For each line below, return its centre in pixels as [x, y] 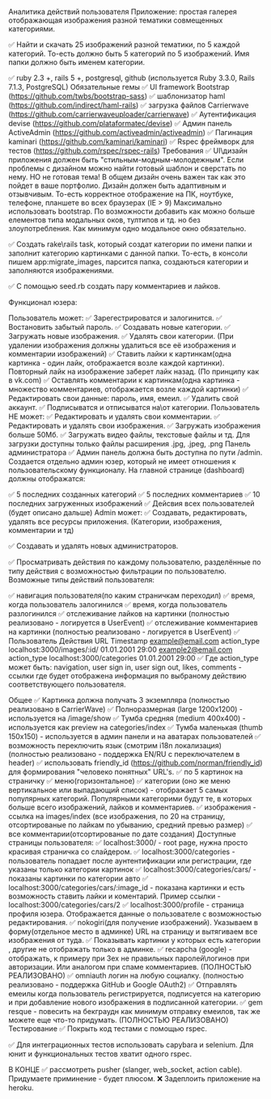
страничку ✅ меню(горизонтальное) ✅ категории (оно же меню [119, 781]
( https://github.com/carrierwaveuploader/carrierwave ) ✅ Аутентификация [132, 114]
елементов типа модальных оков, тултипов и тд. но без [104, 220]
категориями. [32, 29]
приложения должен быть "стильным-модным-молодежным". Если [126, 160]
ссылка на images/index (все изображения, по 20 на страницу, [117, 816]
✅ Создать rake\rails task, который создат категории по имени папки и [130, 244]
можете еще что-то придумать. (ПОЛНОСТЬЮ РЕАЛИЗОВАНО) [119, 1020]
